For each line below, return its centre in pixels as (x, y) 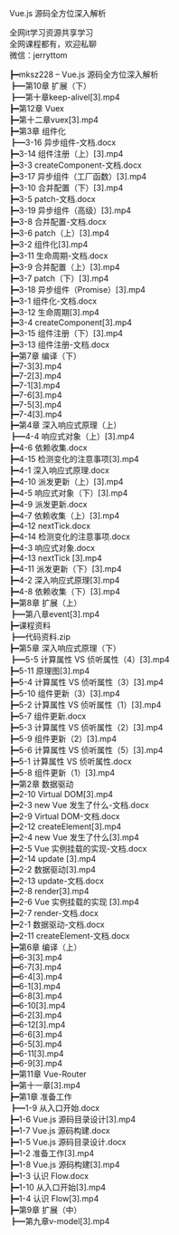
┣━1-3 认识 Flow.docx (49, 1176)
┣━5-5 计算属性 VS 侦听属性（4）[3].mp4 (89, 659)
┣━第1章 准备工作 (41, 1096)
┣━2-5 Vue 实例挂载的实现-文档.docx (78, 849)
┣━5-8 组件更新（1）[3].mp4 (62, 772)
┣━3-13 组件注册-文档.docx (60, 344)
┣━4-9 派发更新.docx (48, 504)
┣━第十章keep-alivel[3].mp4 (65, 97)
